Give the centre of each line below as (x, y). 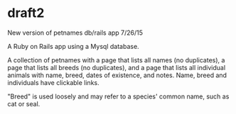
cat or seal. (24, 103)
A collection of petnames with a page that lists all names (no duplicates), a (116, 60)
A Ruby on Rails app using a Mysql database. (74, 46)
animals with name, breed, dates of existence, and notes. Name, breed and (117, 75)
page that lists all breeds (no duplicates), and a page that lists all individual (117, 67)
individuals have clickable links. (53, 82)
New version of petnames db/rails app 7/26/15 (75, 33)
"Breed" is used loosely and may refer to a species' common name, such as (118, 96)
